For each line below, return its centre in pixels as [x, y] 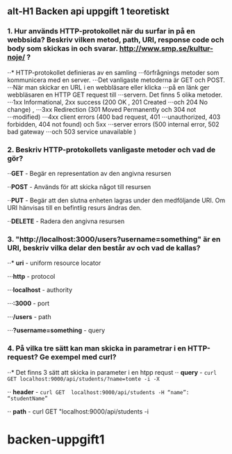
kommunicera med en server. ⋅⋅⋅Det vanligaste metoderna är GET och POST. [116, 80]
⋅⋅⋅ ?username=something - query [56, 330]
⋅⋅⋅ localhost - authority [40, 290]
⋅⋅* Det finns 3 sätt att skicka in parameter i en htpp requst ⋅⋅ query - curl [112, 372]
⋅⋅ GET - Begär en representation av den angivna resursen [89, 173]
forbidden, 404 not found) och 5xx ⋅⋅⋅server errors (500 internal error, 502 [114, 124]
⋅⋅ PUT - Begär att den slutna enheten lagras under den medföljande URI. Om [116, 200]
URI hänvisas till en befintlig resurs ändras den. [75, 207]
